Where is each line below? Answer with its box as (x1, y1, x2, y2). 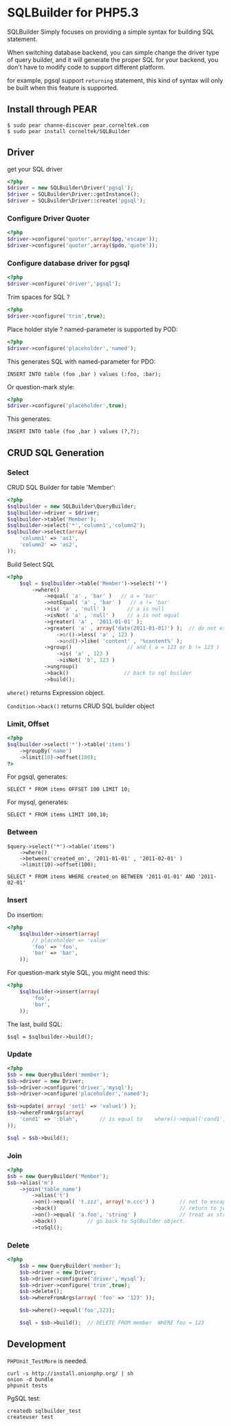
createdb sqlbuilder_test (7, 1407, 81, 1414)
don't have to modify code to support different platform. (7, 63, 166, 71)
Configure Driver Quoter (7, 214, 90, 223)
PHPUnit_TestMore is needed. (7, 1356, 88, 1365)
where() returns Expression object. (7, 688, 105, 696)
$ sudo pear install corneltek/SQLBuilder (7, 127, 131, 135)
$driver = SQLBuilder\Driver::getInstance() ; (7, 191, 140, 198)
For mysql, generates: (7, 798, 69, 807)
